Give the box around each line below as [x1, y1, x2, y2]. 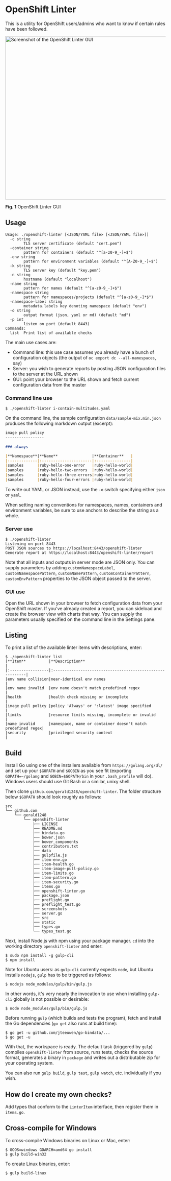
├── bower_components [32, 839, 79, 845]
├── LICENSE [32, 822, 58, 827]
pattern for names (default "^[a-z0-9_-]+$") [23, 285, 122, 291]
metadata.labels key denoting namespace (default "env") [23, 303, 147, 308]
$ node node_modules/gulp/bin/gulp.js [5, 1006, 88, 1011]
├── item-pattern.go [32, 875, 76, 880]
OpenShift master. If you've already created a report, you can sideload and [5, 605, 162, 611]
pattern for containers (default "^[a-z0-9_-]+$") [23, 250, 133, 255]
